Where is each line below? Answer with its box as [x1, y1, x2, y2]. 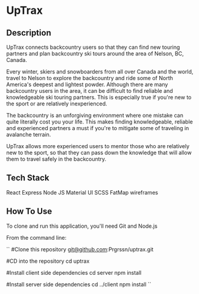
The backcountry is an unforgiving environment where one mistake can [6, 112, 184, 119]
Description [6, 28, 51, 38]
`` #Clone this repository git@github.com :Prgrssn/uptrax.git [6, 245, 154, 253]
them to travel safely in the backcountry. [6, 155, 107, 163]
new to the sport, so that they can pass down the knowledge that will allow [6, 149, 192, 156]
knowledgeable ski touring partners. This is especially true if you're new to [6, 94, 192, 101]
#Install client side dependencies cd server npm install [6, 269, 142, 276]
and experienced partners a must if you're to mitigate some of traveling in [6, 125, 189, 131]
